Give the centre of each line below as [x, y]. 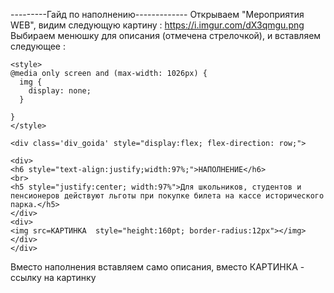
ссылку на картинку [53, 277]
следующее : [38, 46]
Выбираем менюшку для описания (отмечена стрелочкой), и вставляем [166, 35]
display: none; [60, 91]
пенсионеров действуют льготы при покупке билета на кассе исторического [167, 196]
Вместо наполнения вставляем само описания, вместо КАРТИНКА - [157, 267]
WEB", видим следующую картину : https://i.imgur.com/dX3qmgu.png [157, 25]
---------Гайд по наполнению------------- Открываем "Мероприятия [157, 14]
